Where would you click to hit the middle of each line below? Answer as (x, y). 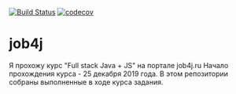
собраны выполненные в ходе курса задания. (86, 81)
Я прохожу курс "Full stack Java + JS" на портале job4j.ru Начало (119, 65)
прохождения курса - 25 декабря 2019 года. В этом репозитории (119, 74)
